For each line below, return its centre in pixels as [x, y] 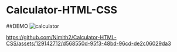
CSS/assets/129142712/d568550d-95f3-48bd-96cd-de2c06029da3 [88, 43]
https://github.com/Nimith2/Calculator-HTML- [62, 37]
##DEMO [17, 26]
